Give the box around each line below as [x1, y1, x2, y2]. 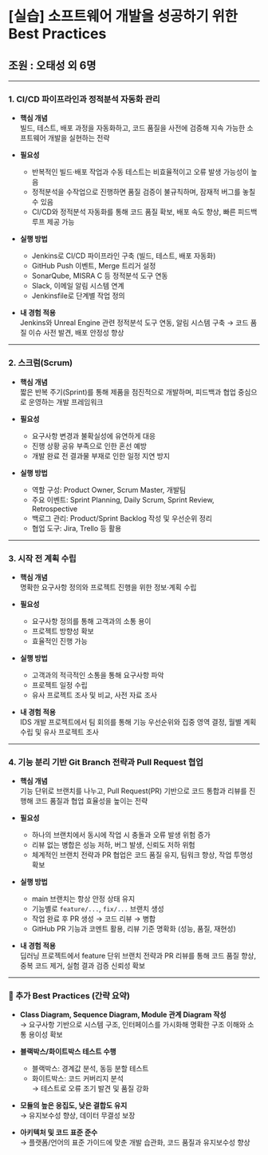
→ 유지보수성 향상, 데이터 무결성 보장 [19, 1111, 136, 1121]
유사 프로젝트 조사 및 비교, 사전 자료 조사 [31, 690, 158, 700]
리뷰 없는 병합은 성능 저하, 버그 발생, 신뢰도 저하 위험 [31, 840, 195, 850]
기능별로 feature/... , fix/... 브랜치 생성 [31, 904, 165, 914]
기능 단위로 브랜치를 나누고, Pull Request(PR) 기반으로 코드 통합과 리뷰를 [19, 786, 247, 796]
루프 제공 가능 [31, 217, 75, 227]
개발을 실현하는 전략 [47, 133, 110, 143]
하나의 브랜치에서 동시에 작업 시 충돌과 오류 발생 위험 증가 [31, 830, 211, 839]
